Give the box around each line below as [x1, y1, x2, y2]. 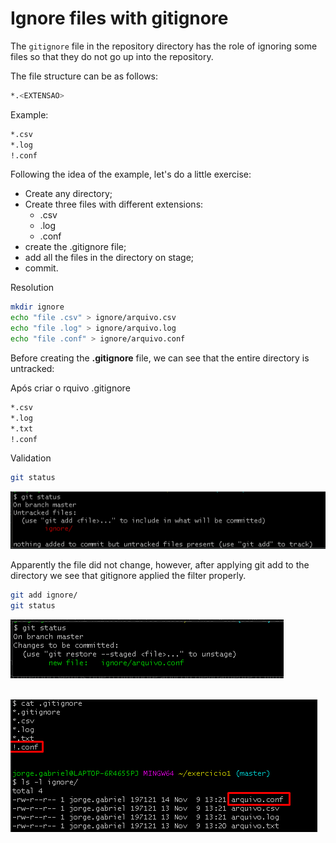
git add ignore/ [10, 590, 78, 601]
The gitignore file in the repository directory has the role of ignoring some [10, 40, 318, 52]
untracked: [10, 362, 55, 374]
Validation [10, 452, 52, 464]
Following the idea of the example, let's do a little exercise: [10, 168, 252, 181]
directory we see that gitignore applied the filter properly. [10, 570, 247, 582]
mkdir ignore [10, 302, 65, 312]
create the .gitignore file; [24, 241, 127, 253]
